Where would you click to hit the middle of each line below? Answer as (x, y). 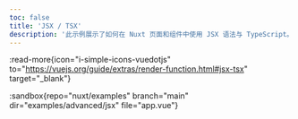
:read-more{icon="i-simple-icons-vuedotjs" (90, 60)
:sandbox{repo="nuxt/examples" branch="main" (99, 96)
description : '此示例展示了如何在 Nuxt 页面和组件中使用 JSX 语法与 (126, 34)
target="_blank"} (40, 79)
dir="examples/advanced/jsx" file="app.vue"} (94, 106)
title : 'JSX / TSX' (46, 26)
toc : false (30, 17)
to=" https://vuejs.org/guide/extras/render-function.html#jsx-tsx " (128, 69)
